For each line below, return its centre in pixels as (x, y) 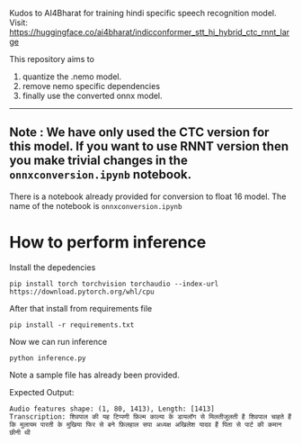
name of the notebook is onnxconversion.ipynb (96, 205)
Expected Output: (42, 392)
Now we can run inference (58, 341)
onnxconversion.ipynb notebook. (100, 175)
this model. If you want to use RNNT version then (149, 146)
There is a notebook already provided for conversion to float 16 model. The (148, 196)
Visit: (19, 23)
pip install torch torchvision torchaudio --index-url (114, 284)
